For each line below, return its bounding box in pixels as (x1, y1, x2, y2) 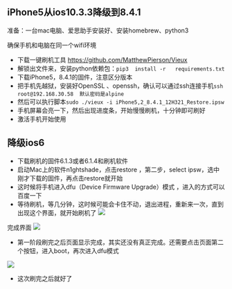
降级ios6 (7, 137, 45, 149)
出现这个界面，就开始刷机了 (17, 208, 97, 216)
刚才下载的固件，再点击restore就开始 (17, 174, 123, 182)
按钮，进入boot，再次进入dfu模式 (23, 246, 119, 254)
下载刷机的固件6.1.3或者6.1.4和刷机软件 (17, 156, 128, 165)
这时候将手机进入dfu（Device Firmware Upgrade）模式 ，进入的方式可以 (17, 183, 225, 191)
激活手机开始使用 (17, 115, 66, 123)
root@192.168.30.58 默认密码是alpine (17, 91, 125, 97)
